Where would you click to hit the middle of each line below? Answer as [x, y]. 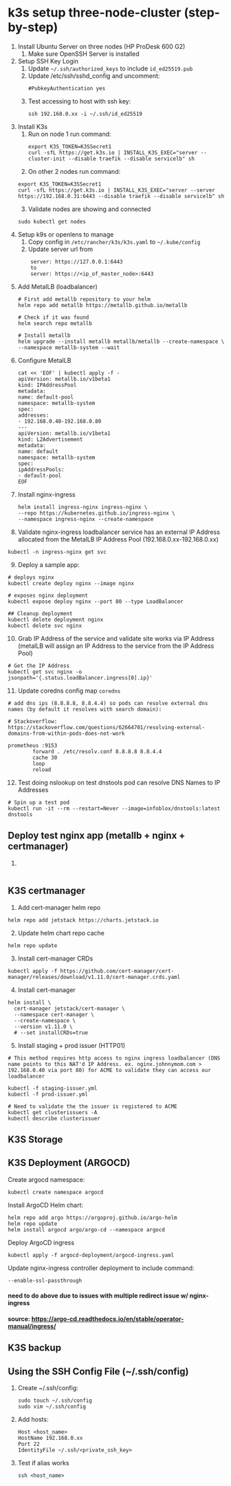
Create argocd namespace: [46, 1179]
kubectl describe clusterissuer [54, 1118]
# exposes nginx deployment [48, 595]
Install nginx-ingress [46, 494]
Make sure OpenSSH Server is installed [84, 54]
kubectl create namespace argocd [56, 1192]
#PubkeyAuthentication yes [67, 88]
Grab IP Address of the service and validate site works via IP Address [116, 638]
